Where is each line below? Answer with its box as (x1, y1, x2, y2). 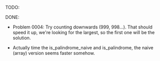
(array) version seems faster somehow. (12, 50, 95, 56)
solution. (12, 35, 31, 41)
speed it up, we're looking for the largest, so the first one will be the (12, 29, 155, 35)
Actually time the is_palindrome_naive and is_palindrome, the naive (12, 45, 154, 50)
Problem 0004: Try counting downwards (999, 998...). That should (12, 24, 153, 30)
